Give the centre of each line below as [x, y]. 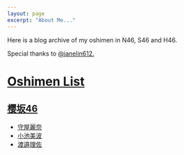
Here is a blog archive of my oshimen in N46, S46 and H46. [92, 40]
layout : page [26, 14]
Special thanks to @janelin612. [51, 54]
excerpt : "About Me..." [42, 20]
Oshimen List [46, 81]
